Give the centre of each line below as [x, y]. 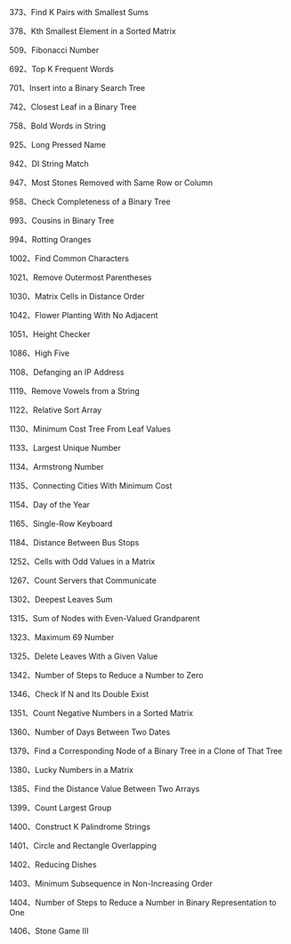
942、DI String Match [49, 164]
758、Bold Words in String [58, 126]
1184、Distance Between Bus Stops [74, 542]
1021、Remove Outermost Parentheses [81, 277]
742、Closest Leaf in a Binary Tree [73, 107]
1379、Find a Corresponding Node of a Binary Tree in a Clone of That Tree [146, 751]
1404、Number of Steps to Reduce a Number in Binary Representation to [143, 903]
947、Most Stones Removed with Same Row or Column [111, 183]
